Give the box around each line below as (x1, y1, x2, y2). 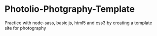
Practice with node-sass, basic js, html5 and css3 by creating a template (4, 20, 153, 26)
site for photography (4, 25, 46, 31)
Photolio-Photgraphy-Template (4, 3, 135, 15)
